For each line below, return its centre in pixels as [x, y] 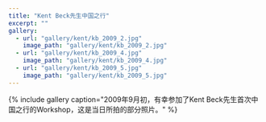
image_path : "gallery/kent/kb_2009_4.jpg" [95, 61]
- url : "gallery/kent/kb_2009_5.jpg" [79, 68]
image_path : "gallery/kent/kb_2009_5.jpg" [95, 75]
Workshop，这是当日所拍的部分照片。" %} [107, 109]
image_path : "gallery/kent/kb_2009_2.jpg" [95, 46]
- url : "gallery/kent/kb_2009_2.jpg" [79, 38]
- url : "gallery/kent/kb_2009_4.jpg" [79, 53]
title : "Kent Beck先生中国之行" [59, 16]
